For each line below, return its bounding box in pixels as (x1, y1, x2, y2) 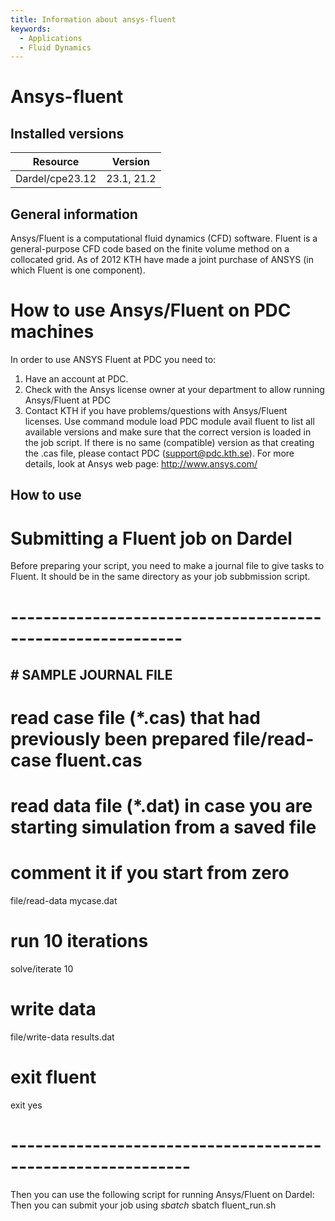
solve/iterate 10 (10, 963, 74, 975)
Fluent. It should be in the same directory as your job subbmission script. (10, 571, 311, 583)
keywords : (10, 24, 52, 34)
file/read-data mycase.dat (10, 895, 118, 907)
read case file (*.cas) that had (10, 707, 261, 730)
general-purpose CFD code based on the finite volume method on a (10, 243, 290, 255)
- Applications (19, 33, 83, 43)
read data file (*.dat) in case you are (10, 795, 313, 818)
